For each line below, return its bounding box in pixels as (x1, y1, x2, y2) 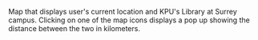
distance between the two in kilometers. (8, 24, 140, 33)
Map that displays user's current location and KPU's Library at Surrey (8, 7, 238, 16)
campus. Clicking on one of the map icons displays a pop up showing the (8, 15, 250, 25)
